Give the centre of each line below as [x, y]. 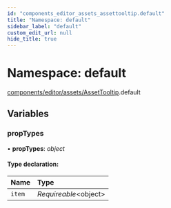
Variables [28, 114]
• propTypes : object [36, 148]
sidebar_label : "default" [44, 26]
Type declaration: [33, 164]
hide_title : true [32, 39]
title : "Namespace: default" [49, 20]
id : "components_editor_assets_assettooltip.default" [86, 13]
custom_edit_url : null [40, 33]
